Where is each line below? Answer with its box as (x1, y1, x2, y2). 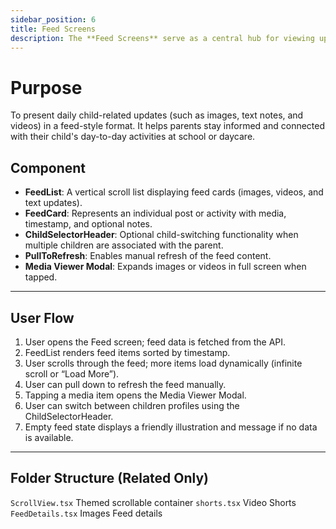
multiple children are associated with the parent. (24, 239, 224, 251)
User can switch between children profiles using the (24, 399, 240, 411)
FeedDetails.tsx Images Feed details (10, 507, 163, 519)
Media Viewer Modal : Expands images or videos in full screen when (24, 261, 307, 273)
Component (10, 159, 87, 176)
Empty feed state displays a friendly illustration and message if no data (24, 421, 318, 433)
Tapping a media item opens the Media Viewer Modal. (24, 389, 247, 401)
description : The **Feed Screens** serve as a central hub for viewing (10, 33, 315, 43)
